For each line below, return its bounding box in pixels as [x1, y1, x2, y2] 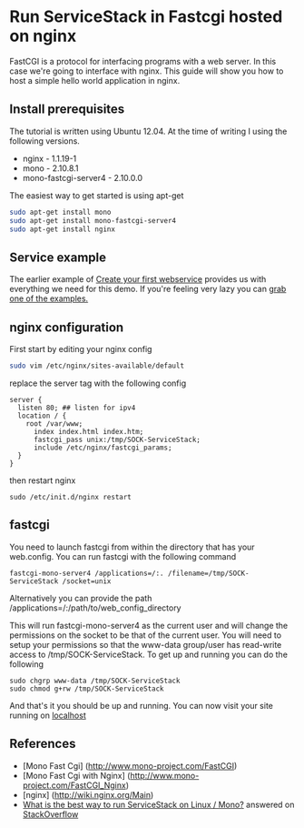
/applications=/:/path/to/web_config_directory [9, 602, 181, 613]
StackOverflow [22, 808, 79, 820]
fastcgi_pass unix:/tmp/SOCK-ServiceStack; [33, 435, 201, 444]
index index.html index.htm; [33, 427, 144, 436]
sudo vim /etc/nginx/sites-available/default [9, 361, 184, 370]
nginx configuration [9, 319, 124, 335]
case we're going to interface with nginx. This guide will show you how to [9, 66, 284, 76]
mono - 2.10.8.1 [22, 162, 79, 174]
